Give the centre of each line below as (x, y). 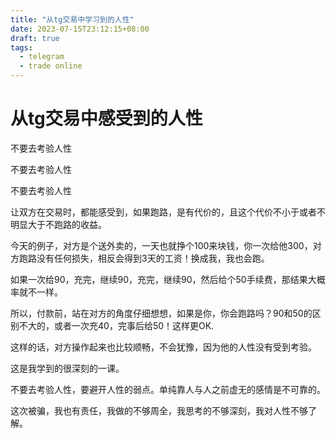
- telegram (42, 57)
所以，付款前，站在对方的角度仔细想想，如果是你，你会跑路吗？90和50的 (161, 313)
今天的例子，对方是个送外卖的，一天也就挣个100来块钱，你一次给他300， (161, 245)
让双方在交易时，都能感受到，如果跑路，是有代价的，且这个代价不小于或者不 (168, 212)
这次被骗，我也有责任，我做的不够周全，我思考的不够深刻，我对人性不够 (159, 410)
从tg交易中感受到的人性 (106, 118)
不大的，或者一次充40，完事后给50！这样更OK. (116, 325)
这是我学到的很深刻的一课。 (67, 368)
